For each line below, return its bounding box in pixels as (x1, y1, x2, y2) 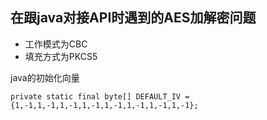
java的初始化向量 (10, 71, 80, 83)
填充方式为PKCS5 (24, 50, 98, 62)
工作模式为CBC (24, 38, 88, 50)
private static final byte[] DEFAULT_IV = (10, 91, 190, 102)
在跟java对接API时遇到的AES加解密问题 (10, 9, 257, 27)
